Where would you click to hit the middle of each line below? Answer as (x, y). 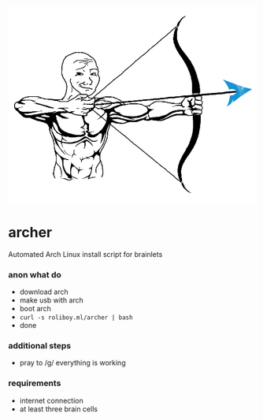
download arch (44, 292)
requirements (35, 383)
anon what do (35, 274)
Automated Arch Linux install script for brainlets (85, 254)
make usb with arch (52, 300)
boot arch (35, 308)
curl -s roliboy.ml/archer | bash (76, 318)
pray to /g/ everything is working (72, 363)
